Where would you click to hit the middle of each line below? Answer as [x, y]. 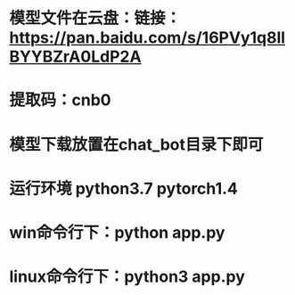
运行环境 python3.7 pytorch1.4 [124, 188]
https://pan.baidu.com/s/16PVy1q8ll [147, 38]
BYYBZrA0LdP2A [75, 57]
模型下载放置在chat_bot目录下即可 [136, 144]
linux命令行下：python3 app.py [127, 277]
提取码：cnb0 [60, 100]
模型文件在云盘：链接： [95, 18]
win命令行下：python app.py [117, 232]
